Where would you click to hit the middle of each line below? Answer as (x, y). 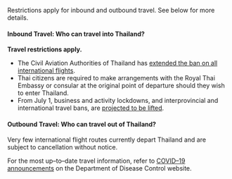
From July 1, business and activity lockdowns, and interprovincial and (118, 101)
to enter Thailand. (43, 93)
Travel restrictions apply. (45, 49)
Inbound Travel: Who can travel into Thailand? (76, 34)
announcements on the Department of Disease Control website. (99, 168)
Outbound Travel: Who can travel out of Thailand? (82, 124)
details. (18, 18)
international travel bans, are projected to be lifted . (91, 108)
